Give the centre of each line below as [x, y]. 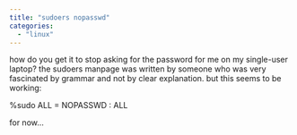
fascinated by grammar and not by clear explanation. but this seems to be [145, 79]
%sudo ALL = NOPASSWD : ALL [69, 105]
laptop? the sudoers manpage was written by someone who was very [138, 69]
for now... [27, 122]
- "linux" [35, 34]
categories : [31, 26]
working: [26, 88]
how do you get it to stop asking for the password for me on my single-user [149, 60]
